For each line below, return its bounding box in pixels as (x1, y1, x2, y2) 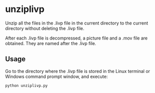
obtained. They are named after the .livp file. (5, 40, 96, 46)
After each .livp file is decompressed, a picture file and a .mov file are (5, 35, 148, 41)
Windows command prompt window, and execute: (5, 73, 108, 79)
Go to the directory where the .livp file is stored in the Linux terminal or (5, 68, 151, 74)
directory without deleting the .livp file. (5, 25, 85, 31)
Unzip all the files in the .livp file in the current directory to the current (5, 20, 149, 26)
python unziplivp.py (5, 83, 48, 88)
